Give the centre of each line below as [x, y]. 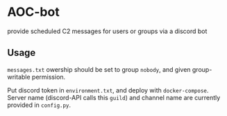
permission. [49, 77]
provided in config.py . [39, 105]
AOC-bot [34, 12]
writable [19, 77]
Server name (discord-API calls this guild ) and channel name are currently [114, 97]
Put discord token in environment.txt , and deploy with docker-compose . [108, 90]
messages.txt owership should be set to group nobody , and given [99, 69]
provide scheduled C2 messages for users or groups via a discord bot [107, 31]
